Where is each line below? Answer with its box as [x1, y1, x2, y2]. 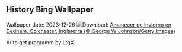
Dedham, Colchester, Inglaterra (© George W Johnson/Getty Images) [6, 27, 176, 34]
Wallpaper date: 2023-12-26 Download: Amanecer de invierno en [6, 21, 172, 28]
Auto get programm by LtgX [6, 38, 74, 46]
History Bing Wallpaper [6, 5, 94, 15]
